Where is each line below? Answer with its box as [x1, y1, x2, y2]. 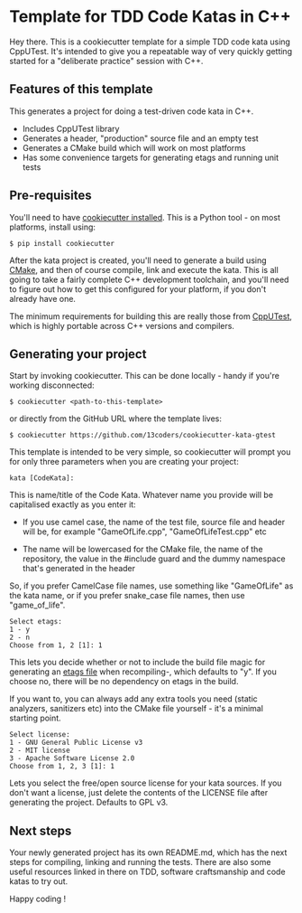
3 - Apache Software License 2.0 [9, 754, 135, 763]
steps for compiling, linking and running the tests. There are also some [9, 857, 271, 868]
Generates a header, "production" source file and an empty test [22, 133, 259, 144]
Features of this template [9, 81, 153, 97]
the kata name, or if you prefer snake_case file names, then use [9, 590, 245, 601]
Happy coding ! [9, 893, 67, 905]
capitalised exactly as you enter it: [9, 499, 137, 510]
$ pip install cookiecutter [9, 239, 115, 248]
